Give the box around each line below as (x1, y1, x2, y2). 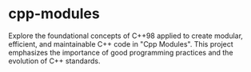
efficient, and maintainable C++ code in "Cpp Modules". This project (8, 39, 233, 48)
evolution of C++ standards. (8, 56, 101, 66)
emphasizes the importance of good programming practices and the (8, 47, 233, 57)
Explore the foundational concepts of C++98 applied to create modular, (8, 31, 244, 40)
